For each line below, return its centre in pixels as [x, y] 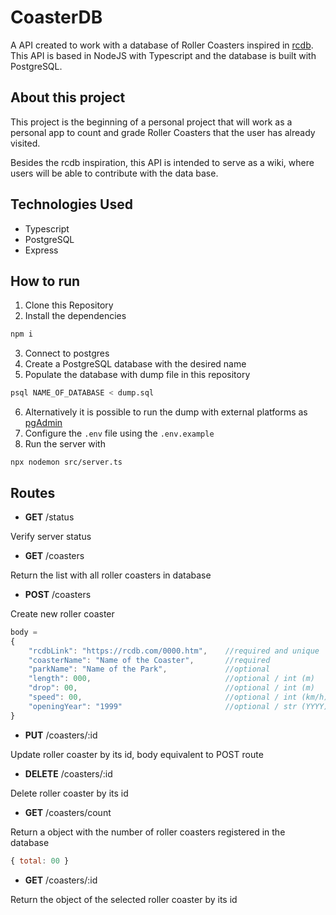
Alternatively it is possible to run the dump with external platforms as [166, 412]
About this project [68, 97]
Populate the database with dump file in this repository [137, 375]
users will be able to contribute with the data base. [114, 173]
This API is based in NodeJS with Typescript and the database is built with [163, 55]
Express [41, 250]
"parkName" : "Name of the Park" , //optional [149, 669]
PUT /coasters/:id [61, 735]
